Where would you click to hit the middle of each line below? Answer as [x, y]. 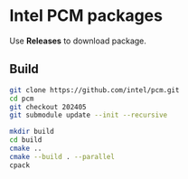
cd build [26, 140]
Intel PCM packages [86, 16]
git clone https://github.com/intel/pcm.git [94, 90]
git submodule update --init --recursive [89, 115]
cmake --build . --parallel [62, 156]
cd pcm [22, 99]
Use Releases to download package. [78, 41]
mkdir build [32, 132]
